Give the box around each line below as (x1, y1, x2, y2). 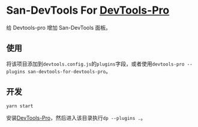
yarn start (6, 103, 34, 109)
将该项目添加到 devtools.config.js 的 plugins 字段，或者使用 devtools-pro (6, 60, 185, 67)
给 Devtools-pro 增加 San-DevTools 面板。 (6, 24, 111, 31)
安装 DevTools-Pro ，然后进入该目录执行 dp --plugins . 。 (6, 114, 146, 121)
